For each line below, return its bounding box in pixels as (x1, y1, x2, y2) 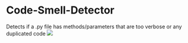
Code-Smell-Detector (6, 4, 115, 17)
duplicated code (6, 30, 46, 37)
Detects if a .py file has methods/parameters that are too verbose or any (6, 23, 182, 30)
